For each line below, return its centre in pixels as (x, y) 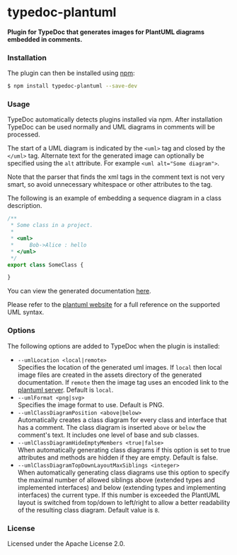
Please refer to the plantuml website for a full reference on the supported (114, 305)
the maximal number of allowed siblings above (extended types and (116, 480)
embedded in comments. (45, 39)
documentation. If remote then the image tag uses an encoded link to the (123, 382)
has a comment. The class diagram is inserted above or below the (112, 427)
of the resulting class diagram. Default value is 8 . (89, 510)
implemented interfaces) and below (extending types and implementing (122, 487)
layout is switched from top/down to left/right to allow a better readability (124, 502)
